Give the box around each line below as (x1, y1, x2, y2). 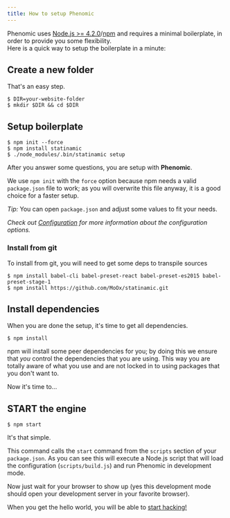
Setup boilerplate (7, 121, 84, 132)
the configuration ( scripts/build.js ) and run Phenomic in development (7, 462, 211, 470)
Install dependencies (7, 303, 100, 315)
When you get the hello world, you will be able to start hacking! (7, 503, 187, 512)
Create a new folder (7, 64, 94, 76)
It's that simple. (7, 433, 51, 442)
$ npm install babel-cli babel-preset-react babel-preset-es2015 (7, 272, 200, 279)
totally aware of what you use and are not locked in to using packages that (7, 362, 220, 370)
